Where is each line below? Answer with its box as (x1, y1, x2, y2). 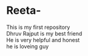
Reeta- (6, 4, 41, 17)
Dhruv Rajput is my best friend (6, 30, 83, 37)
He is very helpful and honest (6, 36, 80, 43)
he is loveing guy (6, 43, 49, 50)
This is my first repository (6, 23, 70, 31)
